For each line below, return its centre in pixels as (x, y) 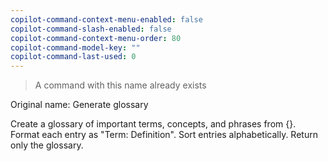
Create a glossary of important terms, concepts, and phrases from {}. (153, 124)
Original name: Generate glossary (79, 105)
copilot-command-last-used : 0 (73, 57)
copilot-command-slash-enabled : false (91, 29)
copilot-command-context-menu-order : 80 (96, 38)
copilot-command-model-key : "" (75, 47)
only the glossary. (47, 145)
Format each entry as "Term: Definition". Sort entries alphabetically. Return (164, 135)
